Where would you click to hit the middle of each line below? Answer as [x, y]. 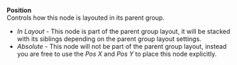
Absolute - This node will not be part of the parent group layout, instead [122, 46]
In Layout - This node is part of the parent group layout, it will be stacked [123, 31]
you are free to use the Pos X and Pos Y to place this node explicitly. [117, 54]
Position [19, 10]
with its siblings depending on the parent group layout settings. [109, 39]
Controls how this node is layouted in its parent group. [86, 18]
